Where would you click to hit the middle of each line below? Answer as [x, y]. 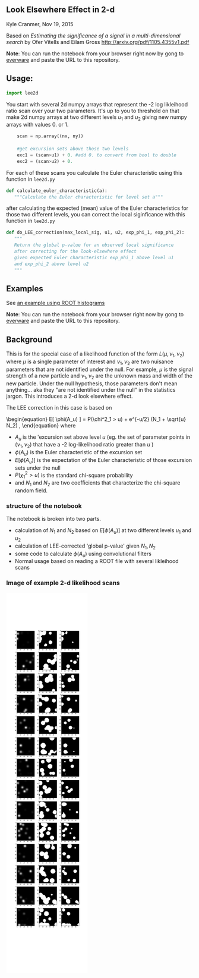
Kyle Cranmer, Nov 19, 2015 [40, 24]
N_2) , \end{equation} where [41, 425]
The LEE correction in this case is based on [59, 407]
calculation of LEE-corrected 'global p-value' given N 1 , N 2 [85, 546]
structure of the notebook [44, 506]
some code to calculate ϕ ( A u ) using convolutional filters [83, 554]
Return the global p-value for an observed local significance [94, 245]
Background [29, 339]
